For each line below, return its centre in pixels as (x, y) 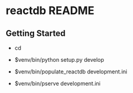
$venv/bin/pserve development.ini (58, 84)
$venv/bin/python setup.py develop (59, 60)
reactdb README (50, 11)
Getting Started (36, 33)
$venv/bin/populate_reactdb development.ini (71, 72)
